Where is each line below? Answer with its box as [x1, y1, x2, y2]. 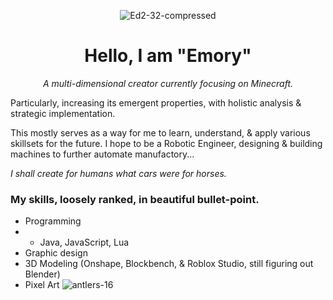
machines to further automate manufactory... [10, 148, 195, 160]
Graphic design [24, 247, 88, 259]
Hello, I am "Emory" [84, 45, 252, 67]
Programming [24, 215, 82, 227]
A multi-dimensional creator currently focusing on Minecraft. [42, 77, 294, 89]
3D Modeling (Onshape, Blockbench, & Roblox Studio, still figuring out [24, 258, 314, 270]
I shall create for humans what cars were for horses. [10, 167, 227, 179]
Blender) [24, 268, 61, 280]
